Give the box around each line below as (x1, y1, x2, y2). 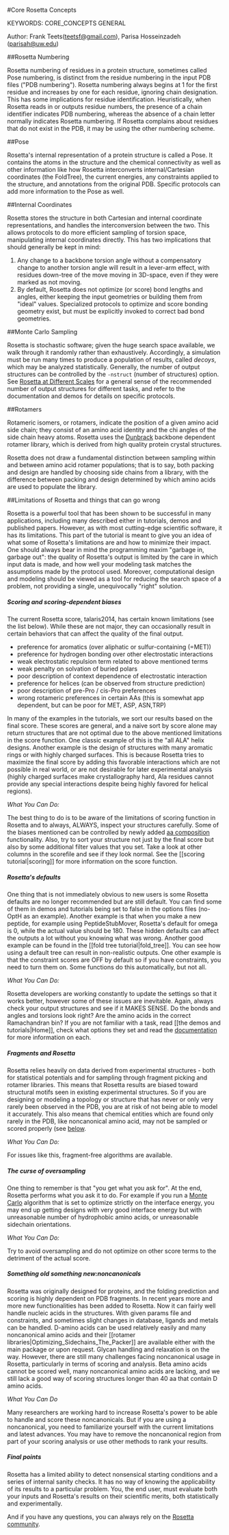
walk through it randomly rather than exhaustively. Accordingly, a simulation (7, 349, 221, 356)
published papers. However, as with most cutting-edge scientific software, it (7, 524, 222, 532)
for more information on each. (7, 1033, 92, 1041)
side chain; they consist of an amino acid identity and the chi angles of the (7, 426, 217, 434)
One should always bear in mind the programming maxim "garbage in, (7, 546, 204, 553)
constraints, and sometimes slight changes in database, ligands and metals (7, 1316, 219, 1324)
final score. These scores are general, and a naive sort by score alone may (7, 721, 217, 729)
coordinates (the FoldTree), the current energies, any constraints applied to (7, 173, 219, 181)
